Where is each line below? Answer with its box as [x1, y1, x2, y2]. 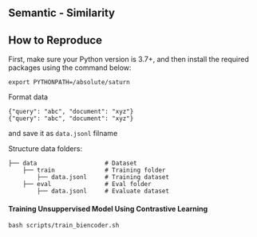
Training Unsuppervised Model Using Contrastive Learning [8, 204, 208, 213]
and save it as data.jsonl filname [8, 129, 118, 138]
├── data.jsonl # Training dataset [37, 173, 170, 181]
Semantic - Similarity [8, 6, 116, 20]
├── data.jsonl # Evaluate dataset [37, 187, 170, 196]
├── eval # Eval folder [22, 181, 152, 188]
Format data [8, 92, 49, 102]
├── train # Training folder [22, 166, 166, 174]
